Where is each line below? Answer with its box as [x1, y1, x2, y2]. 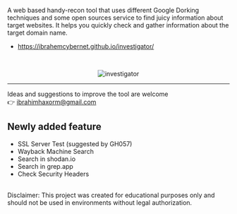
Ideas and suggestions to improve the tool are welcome [7, 90, 169, 98]
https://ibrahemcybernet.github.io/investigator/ [17, 42, 154, 50]
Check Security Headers [17, 170, 90, 178]
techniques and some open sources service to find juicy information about [7, 13, 224, 22]
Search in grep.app [17, 162, 74, 170]
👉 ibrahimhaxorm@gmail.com [7, 98, 97, 106]
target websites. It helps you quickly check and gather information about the [7, 21, 229, 29]
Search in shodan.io [17, 155, 76, 163]
